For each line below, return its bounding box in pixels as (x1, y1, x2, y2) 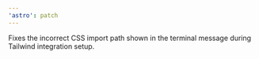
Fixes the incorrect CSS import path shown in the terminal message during (8, 33, 252, 42)
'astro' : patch (8, 11, 59, 20)
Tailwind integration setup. (8, 41, 95, 51)
